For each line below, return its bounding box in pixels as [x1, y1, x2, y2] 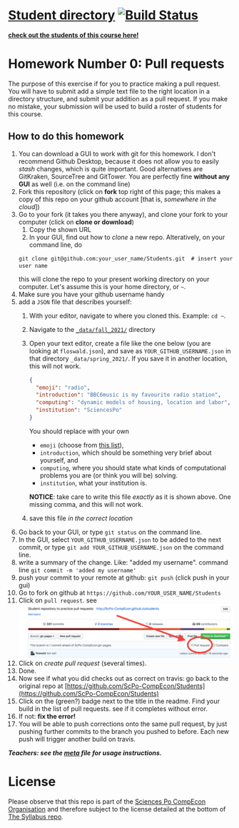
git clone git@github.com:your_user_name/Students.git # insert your [18, 255, 233, 262]
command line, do [29, 240, 83, 249]
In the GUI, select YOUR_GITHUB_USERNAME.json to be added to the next [18, 535, 222, 544]
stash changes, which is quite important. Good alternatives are [18, 164, 203, 173]
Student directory [8, 7, 116, 24]
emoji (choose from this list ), [39, 440, 124, 449]
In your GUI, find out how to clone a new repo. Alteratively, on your [29, 233, 225, 241]
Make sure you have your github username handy [18, 290, 165, 298]
